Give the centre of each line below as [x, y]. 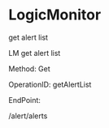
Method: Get [29, 68]
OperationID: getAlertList [50, 84]
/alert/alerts [28, 116]
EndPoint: [24, 100]
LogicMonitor [55, 15]
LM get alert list [35, 53]
